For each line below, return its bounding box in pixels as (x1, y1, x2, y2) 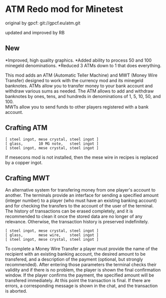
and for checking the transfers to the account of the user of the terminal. (5, 203, 154, 209)
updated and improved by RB (5, 29, 65, 35)
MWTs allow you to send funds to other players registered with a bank (5, 103, 149, 110)
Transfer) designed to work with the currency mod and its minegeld (5, 77, 143, 83)
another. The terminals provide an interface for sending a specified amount (5, 193, 159, 199)
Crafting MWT (5, 174, 50, 182)
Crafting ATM (5, 123, 48, 132)
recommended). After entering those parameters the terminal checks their (5, 262, 157, 268)
